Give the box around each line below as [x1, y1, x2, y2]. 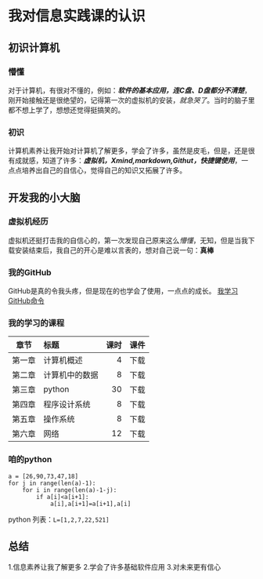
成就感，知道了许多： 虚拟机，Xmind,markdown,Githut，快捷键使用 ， [14, 156, 242, 166]
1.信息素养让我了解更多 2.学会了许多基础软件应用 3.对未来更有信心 [8, 562, 222, 571]
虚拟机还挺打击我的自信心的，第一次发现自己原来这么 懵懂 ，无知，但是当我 [8, 235, 248, 245]
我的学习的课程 [8, 318, 65, 329]
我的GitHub [8, 267, 52, 278]
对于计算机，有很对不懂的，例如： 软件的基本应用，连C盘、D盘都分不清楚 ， [8, 86, 252, 95]
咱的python [8, 454, 52, 465]
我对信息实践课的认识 [8, 7, 146, 25]
